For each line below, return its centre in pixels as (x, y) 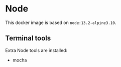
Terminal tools (28, 38)
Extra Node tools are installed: (36, 50)
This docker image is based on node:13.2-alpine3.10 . (61, 22)
